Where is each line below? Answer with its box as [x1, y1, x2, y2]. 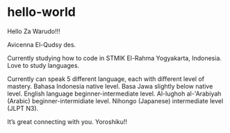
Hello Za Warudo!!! [7, 27, 60, 35]
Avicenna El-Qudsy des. [7, 40, 76, 48]
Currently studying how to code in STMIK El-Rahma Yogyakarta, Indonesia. [7, 53, 222, 62]
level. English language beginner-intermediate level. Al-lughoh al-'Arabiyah [7, 89, 222, 98]
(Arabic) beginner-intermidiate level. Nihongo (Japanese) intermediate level [7, 96, 224, 105]
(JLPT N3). [7, 104, 39, 112]
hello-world [7, 4, 76, 20]
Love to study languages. [7, 61, 80, 69]
